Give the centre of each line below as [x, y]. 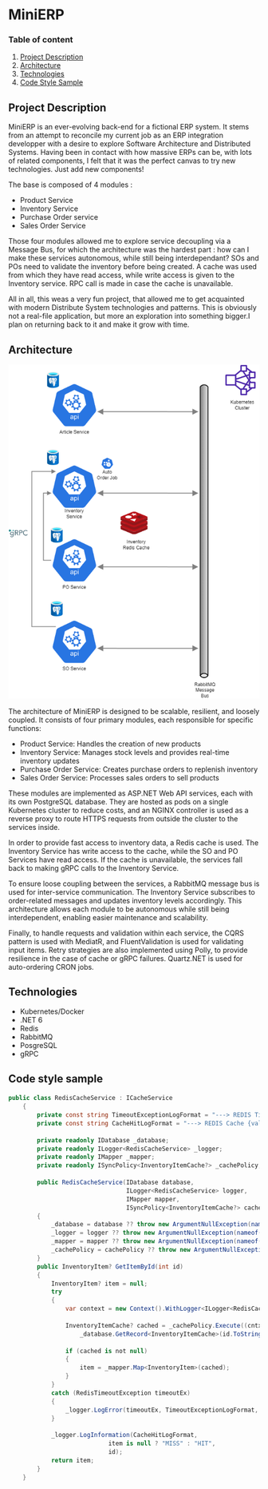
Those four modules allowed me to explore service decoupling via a [120, 241]
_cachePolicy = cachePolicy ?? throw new [121, 1250]
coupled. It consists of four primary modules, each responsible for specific [131, 720]
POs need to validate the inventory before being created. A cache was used [133, 267]
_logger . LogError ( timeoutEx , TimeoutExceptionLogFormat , [162, 1410]
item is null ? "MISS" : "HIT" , [162, 1443]
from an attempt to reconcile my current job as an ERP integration [116, 135]
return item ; [72, 1460]
